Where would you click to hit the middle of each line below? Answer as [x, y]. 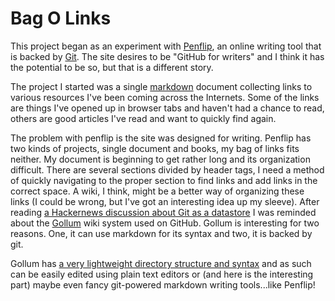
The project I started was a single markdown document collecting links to [161, 86]
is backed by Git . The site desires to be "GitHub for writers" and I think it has [167, 56]
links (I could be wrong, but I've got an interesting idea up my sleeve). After [165, 201]
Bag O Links [61, 18]
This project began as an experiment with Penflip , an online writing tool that [166, 46]
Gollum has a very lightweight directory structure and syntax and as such [161, 263]
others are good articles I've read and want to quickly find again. [143, 118]
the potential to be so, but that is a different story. [112, 67]
